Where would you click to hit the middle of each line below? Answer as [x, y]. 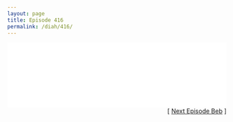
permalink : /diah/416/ [40, 26]
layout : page [26, 14]
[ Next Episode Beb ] [197, 111]
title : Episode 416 [35, 20]
